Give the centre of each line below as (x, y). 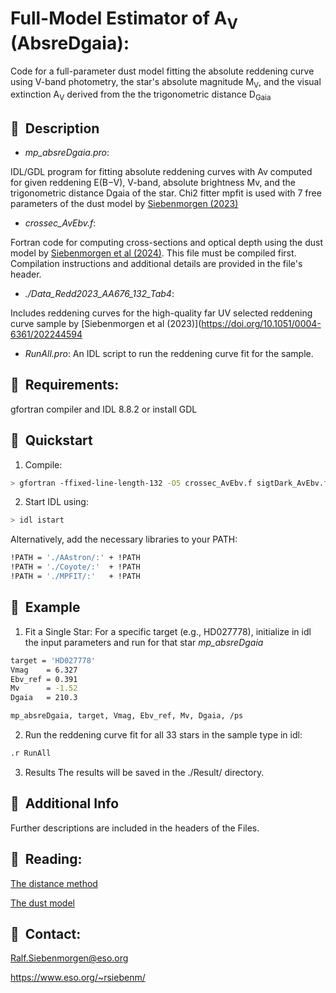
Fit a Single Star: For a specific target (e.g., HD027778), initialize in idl (168, 631)
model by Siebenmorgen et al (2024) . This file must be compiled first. (153, 253)
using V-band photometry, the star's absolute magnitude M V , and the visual (166, 82)
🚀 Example (45, 607)
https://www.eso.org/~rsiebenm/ (78, 978)
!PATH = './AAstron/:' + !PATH (75, 558)
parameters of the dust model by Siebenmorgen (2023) (124, 203)
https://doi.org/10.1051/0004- (261, 323)
